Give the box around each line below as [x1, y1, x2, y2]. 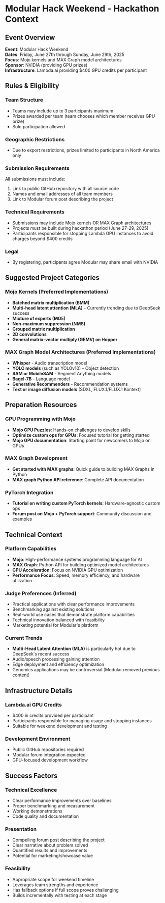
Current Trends [5, 635, 43, 642]
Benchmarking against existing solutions [12, 606, 95, 612]
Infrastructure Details [5, 686, 73, 695]
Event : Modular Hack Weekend [5, 47, 68, 52]
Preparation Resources [5, 401, 77, 409]
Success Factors [5, 771, 58, 780]
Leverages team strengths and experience [12, 882, 99, 888]
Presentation [5, 826, 37, 833]
